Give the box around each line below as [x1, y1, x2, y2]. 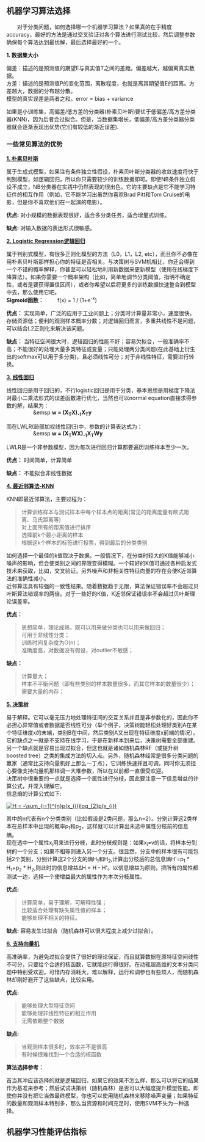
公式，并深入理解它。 [11, 782, 65, 790]
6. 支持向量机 [6, 940, 40, 947]
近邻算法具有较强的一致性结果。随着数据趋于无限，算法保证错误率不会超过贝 [6, 583, 199, 590]
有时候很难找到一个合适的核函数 [21, 1050, 102, 1058]
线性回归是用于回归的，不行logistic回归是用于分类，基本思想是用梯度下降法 [6, 387, 196, 394]
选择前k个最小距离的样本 [21, 531, 84, 539]
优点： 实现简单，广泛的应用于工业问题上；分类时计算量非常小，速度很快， [6, 309, 195, 316]
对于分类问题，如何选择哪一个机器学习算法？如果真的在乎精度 [17, 23, 172, 31]
